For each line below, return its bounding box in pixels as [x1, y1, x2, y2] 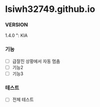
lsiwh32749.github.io [5, 3, 96, 15]
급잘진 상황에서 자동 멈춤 [12, 58, 60, 64]
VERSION [5, 21, 28, 28]
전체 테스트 [12, 97, 34, 103]
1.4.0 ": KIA [5, 32, 28, 38]
